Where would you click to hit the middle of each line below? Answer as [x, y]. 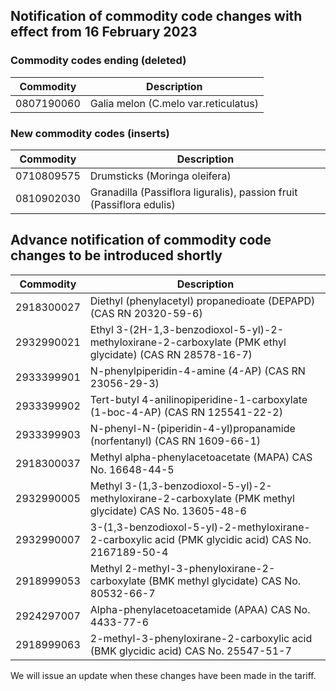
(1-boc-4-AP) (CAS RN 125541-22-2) [186, 412]
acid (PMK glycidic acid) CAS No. [233, 539]
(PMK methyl [264, 498]
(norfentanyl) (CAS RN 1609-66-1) [175, 441]
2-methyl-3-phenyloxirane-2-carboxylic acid [201, 638]
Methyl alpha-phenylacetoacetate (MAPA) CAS [201, 457]
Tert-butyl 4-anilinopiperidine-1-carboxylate [198, 399]
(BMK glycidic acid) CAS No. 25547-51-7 [190, 651]
